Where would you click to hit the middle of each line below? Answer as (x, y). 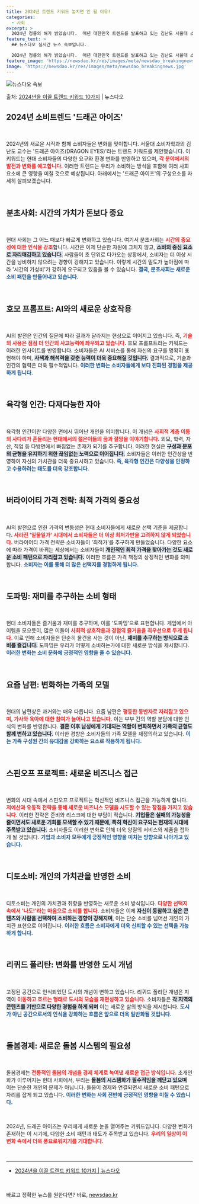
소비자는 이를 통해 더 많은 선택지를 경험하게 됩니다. (81, 564)
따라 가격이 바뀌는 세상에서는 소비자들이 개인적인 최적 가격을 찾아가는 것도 (97, 549)
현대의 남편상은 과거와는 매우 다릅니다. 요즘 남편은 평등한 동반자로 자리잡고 (92, 712)
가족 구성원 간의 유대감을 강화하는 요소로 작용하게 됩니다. (77, 741)
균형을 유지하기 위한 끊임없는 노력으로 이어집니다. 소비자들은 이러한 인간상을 (99, 453)
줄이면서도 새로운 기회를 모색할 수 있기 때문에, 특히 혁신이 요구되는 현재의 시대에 (97, 822)
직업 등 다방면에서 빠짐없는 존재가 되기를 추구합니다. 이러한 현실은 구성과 (98, 446)
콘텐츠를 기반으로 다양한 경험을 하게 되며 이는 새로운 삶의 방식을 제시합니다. (92, 1006)
